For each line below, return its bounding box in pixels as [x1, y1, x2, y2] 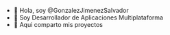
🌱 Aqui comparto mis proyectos [13, 21, 103, 28]
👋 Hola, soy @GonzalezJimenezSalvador [13, 7, 129, 14]
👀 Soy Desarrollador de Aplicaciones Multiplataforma [13, 13, 163, 22]
